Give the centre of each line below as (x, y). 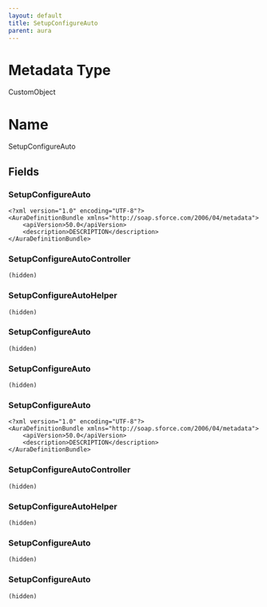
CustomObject (32, 92)
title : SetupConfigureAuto (53, 23)
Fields (24, 171)
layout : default (35, 16)
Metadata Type (60, 70)
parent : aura (30, 30)
